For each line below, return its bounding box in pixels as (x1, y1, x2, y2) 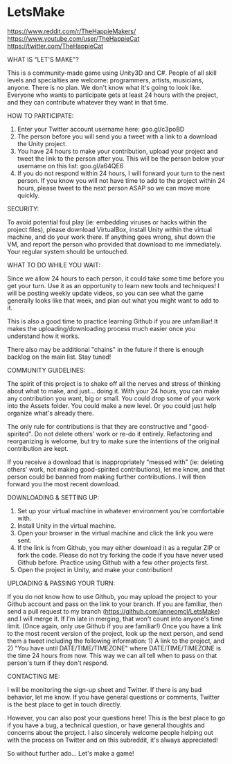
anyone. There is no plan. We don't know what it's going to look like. (7, 83, 202, 91)
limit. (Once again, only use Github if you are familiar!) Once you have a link (7, 621, 222, 630)
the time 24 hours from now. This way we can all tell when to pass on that (7, 651, 217, 659)
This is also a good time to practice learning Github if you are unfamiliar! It (7, 317, 218, 326)
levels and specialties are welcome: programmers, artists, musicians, (7, 75, 204, 84)
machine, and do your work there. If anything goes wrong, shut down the (7, 233, 216, 241)
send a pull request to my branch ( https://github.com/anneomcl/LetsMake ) (7, 607, 220, 615)
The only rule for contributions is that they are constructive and (7, 422, 188, 430)
